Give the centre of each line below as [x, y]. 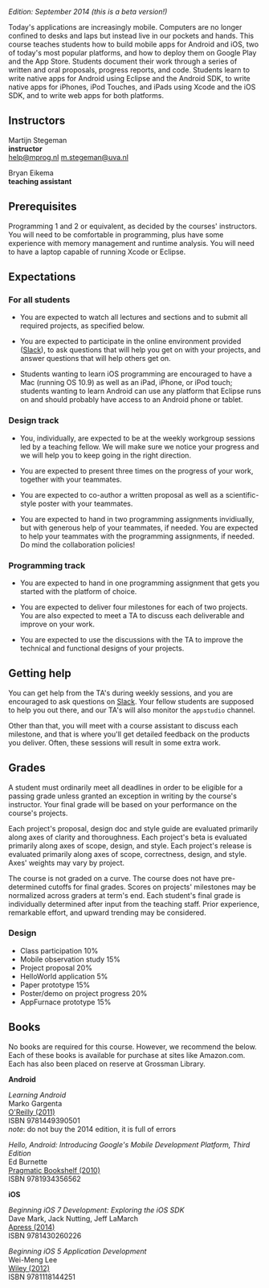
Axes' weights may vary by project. [67, 863]
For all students [39, 299]
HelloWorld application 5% [64, 976]
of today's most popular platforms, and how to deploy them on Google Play [132, 53]
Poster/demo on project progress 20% [84, 993]
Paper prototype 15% [55, 985]
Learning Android [37, 1095]
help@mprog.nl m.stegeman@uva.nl [69, 157]
